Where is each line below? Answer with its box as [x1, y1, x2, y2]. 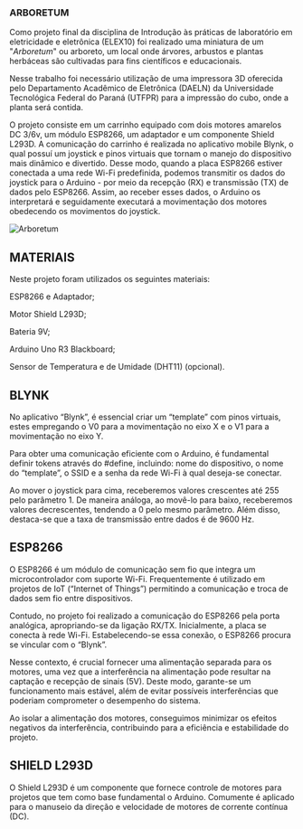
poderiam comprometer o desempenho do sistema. [9, 694, 201, 706]
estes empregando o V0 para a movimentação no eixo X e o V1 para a [9, 420, 270, 431]
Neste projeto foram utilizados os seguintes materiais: [9, 274, 211, 285]
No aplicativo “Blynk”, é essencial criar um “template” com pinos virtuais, [9, 411, 281, 422]
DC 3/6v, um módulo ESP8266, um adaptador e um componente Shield [9, 129, 275, 140]
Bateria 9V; [9, 326, 51, 337]
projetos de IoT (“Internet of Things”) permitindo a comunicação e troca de [9, 583, 289, 594]
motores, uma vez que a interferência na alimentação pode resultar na [9, 666, 271, 677]
